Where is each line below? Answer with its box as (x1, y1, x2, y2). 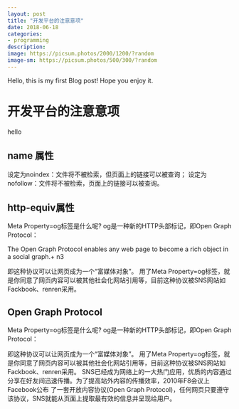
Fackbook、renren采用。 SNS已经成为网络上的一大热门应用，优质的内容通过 (7, 368, 232, 376)
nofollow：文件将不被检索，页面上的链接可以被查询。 (7, 179, 164, 187)
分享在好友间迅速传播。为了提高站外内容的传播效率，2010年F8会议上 (7, 376, 210, 385)
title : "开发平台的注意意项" (7, 17, 84, 24)
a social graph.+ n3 (7, 253, 64, 261)
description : (7, 43, 46, 51)
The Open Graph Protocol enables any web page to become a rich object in (7, 245, 229, 253)
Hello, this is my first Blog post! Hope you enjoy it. (7, 76, 154, 85)
